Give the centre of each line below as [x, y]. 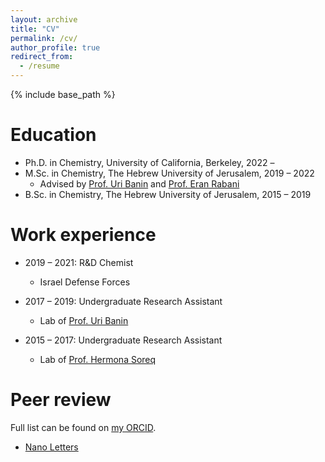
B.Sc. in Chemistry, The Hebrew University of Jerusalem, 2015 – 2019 [168, 194]
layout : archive [44, 19]
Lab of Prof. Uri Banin [84, 320]
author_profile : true [55, 47]
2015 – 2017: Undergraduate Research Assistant [123, 340]
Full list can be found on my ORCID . [83, 427]
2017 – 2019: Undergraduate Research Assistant [123, 301]
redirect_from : [42, 57]
